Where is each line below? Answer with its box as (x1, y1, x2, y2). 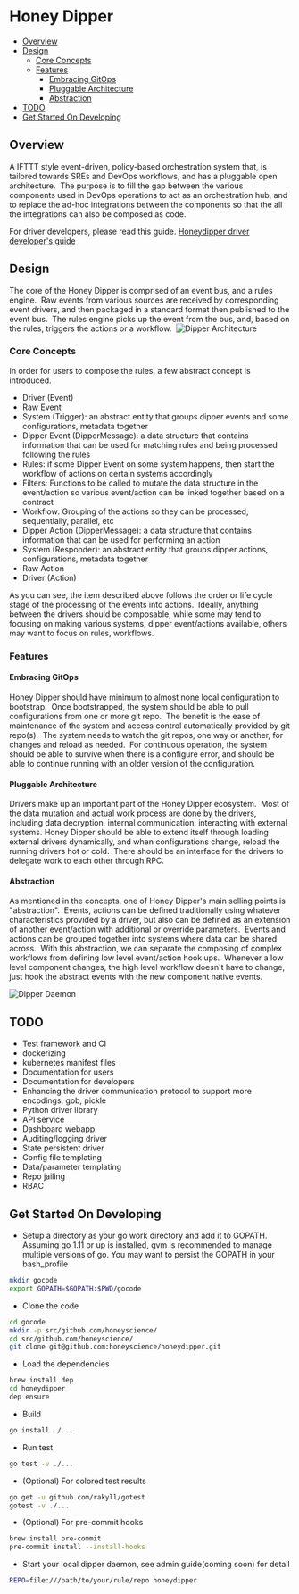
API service (21, 1114, 65, 1125)
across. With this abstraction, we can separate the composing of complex (9, 943, 283, 954)
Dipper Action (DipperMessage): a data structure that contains (21, 525, 253, 535)
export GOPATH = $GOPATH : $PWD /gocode (9, 1283, 142, 1293)
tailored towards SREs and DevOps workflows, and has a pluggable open (9, 170, 278, 181)
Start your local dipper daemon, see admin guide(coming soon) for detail (21, 1559, 290, 1570)
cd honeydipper (9, 1384, 66, 1393)
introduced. (9, 375, 52, 386)
